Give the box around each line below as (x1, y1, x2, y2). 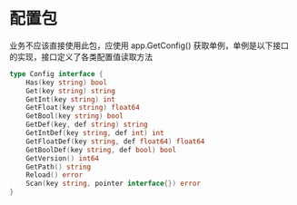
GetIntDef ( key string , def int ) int (25, 129, 165, 138)
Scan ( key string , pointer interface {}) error (25, 179, 202, 189)
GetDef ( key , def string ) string (25, 120, 148, 130)
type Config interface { (9, 69, 104, 78)
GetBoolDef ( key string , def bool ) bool (25, 145, 177, 154)
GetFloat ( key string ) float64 (25, 103, 141, 112)
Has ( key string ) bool (25, 78, 107, 87)
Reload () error (25, 171, 84, 180)
